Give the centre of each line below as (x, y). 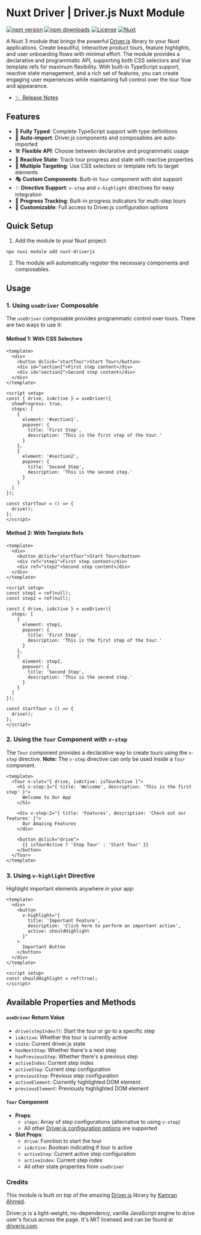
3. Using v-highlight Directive (51, 876)
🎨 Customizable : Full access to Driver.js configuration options (91, 207)
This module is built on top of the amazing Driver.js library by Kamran (92, 1195)
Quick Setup (30, 226)
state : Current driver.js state (50, 1043)
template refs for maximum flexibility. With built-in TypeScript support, (93, 67)
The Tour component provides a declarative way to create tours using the (97, 752)
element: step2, (42, 661)
